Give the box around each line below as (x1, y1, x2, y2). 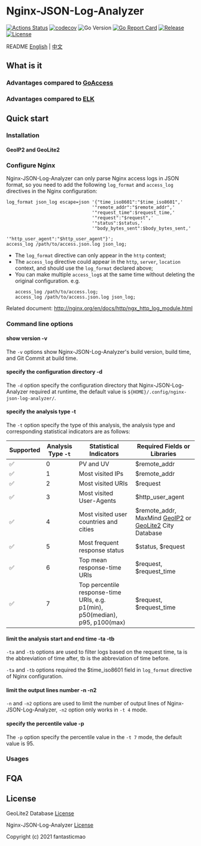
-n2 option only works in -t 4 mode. (59, 706, 148, 713)
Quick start (6, 113, 49, 124)
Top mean (78, 556, 107, 564)
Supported (9, 446, 41, 454)
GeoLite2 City (135, 521, 175, 529)
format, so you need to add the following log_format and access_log (6, 181, 173, 189)
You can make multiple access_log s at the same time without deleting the (14, 271, 195, 278)
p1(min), (78, 603, 103, 611)
